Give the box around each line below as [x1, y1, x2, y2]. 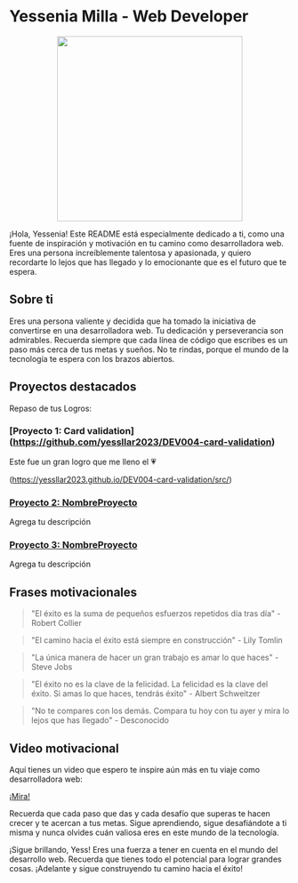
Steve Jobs [30, 662, 73, 672]
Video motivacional [9, 741, 119, 756]
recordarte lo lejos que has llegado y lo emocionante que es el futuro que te [9, 256, 287, 268]
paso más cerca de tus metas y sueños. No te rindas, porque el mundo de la [9, 344, 289, 355]
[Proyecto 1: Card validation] [9, 425, 135, 437]
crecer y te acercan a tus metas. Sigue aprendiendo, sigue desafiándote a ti [9, 818, 287, 829]
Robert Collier [30, 618, 82, 629]
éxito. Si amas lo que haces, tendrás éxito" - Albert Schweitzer [30, 688, 261, 699]
